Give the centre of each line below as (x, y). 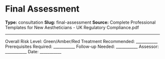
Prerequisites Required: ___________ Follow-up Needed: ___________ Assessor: (82, 46)
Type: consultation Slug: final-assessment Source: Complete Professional (81, 22)
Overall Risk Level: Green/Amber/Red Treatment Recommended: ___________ (82, 41)
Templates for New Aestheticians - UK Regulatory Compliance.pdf (72, 27)
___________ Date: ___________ (33, 51)
